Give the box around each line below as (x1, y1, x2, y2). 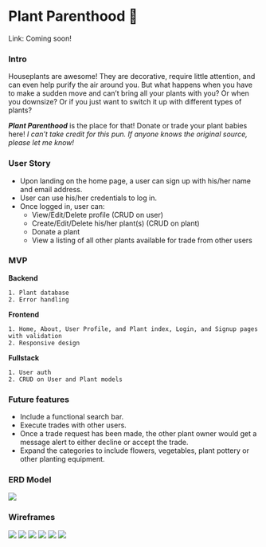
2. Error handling (8, 295, 69, 304)
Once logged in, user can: (19, 201, 105, 211)
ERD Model (8, 474, 52, 486)
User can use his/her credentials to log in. (19, 193, 158, 203)
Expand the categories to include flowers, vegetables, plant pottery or (19, 446, 249, 455)
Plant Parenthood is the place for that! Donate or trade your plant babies (8, 121, 248, 131)
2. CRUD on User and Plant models (8, 375, 123, 384)
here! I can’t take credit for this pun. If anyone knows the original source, (8, 129, 248, 139)
